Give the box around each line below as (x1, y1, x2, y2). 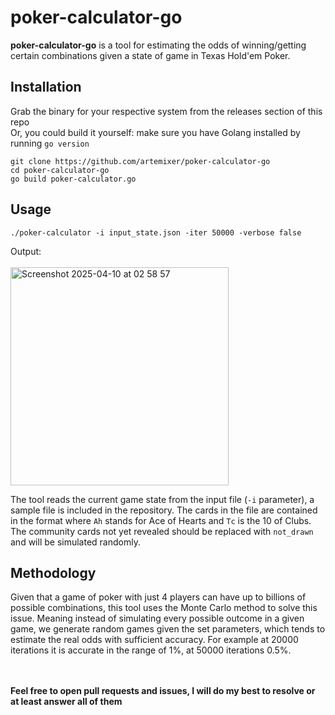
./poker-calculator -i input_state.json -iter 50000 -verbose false (10, 227, 302, 238)
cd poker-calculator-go (10, 165, 110, 175)
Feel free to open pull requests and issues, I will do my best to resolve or (10, 685, 316, 697)
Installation (10, 79, 82, 96)
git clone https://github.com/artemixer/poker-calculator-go (10, 156, 271, 166)
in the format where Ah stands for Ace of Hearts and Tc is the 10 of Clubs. (10, 514, 312, 526)
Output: (10, 245, 42, 257)
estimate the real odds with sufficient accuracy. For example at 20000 (10, 634, 299, 646)
